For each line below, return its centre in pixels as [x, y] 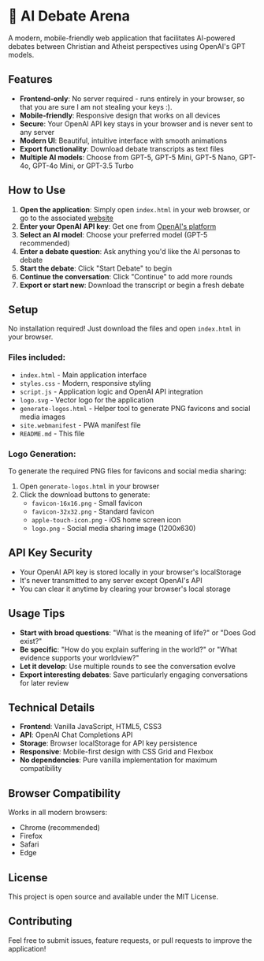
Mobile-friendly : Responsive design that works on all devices [120, 115]
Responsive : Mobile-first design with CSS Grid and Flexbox [116, 752]
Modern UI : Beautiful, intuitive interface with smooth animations [123, 140]
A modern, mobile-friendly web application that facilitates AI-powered [122, 38]
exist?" [31, 641]
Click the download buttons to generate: [85, 494]
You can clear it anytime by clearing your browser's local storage [125, 589]
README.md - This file [52, 433]
